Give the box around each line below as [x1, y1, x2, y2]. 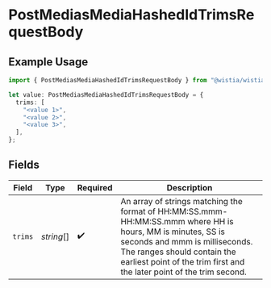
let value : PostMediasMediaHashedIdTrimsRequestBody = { [8, 90, 204, 98]
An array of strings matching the [120, 195, 244, 207]
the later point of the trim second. [120, 266, 248, 278]
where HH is [186, 215, 234, 227]
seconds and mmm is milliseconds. [120, 236, 253, 247]
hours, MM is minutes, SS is [120, 226, 226, 237]
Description [166, 182, 213, 193]
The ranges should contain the [120, 246, 236, 257]
